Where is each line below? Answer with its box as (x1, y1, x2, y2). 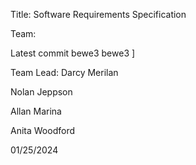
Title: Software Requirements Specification (10, 9, 187, 20)
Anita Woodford (10, 125, 75, 136)
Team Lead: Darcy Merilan (10, 67, 119, 78)
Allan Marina (10, 105, 62, 117)
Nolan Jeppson (10, 86, 73, 98)
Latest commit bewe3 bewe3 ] (10, 47, 136, 59)
